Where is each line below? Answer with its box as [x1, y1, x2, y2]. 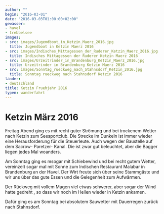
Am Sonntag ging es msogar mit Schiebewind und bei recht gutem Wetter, [5, 159, 156, 164]
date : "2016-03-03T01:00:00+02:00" [5, 16, 79, 21]
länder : [5, 76, 21, 81]
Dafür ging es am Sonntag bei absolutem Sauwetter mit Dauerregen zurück [5, 199, 159, 205]
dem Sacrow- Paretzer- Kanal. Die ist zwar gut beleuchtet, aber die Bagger [5, 144, 158, 150]
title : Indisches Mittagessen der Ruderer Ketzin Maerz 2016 [9, 53, 138, 58]
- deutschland [5, 81, 35, 86]
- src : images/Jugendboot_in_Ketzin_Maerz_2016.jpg [5, 40, 114, 45]
